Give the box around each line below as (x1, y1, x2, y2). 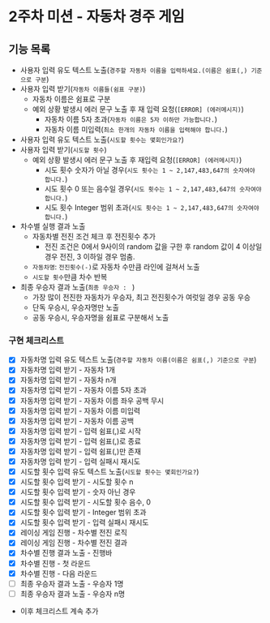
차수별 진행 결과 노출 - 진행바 (19, 548, 113, 558)
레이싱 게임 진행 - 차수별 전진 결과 (19, 538, 128, 548)
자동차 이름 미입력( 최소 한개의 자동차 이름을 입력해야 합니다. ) (44, 125, 229, 134)
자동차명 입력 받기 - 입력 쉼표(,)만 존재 (19, 446, 142, 456)
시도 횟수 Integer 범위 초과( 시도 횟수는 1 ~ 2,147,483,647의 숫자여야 (44, 203, 259, 212)
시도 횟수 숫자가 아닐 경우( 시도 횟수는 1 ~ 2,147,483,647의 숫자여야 (44, 165, 255, 174)
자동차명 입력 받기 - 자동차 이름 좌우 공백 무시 (19, 395, 165, 406)
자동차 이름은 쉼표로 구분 (32, 94, 111, 104)
